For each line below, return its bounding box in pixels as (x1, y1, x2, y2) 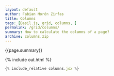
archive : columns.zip (5, 34, 49, 39)
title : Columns (5, 16, 36, 21)
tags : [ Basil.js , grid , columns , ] (5, 20, 77, 26)
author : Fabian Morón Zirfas (5, 12, 64, 16)
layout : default (5, 7, 38, 12)
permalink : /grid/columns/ (5, 25, 60, 30)
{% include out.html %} (5, 57, 52, 62)
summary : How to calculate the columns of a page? (5, 30, 110, 34)
